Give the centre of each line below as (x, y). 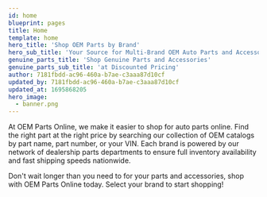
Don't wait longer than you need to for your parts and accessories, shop (126, 176)
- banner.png (37, 104)
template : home (33, 38)
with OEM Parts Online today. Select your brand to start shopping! (116, 184)
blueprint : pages (37, 23)
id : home (23, 15)
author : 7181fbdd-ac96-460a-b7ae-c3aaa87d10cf (87, 75)
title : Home (28, 30)
